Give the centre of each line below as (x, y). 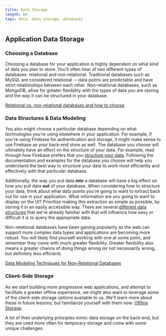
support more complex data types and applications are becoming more (78, 233)
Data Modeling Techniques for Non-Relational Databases (63, 263)
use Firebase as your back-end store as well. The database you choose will (82, 145)
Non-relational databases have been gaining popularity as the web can (78, 227)
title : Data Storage (27, 10)
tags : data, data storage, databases (44, 19)
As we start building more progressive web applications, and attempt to (78, 287)
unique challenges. (25, 328)
